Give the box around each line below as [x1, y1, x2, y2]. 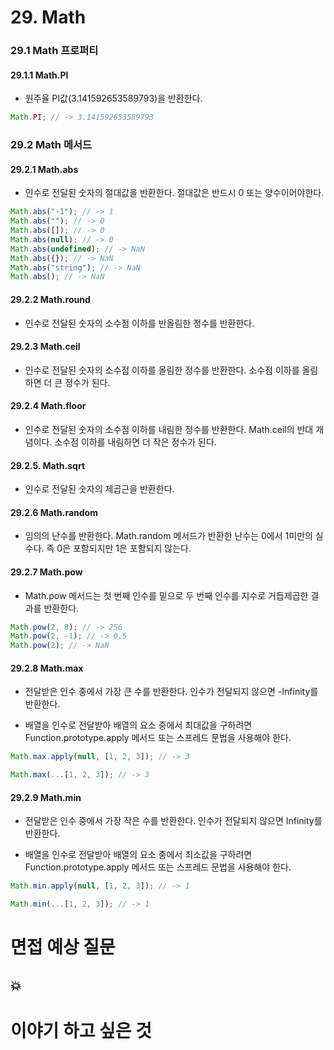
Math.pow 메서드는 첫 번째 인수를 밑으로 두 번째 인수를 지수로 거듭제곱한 [24, 589, 309, 601]
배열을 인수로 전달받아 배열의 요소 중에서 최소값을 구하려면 [24, 849, 253, 861]
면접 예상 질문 [10, 936, 116, 959]
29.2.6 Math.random [10, 506, 98, 518]
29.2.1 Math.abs [10, 163, 79, 175]
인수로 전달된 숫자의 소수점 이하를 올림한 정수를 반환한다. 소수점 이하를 [24, 364, 300, 376]
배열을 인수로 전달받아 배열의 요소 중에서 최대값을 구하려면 [24, 719, 253, 731]
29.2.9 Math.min [10, 791, 82, 803]
